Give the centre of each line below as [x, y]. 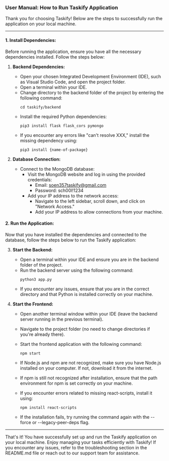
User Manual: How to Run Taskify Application [62, 8]
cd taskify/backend [40, 107]
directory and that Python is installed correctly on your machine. [87, 294]
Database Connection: [36, 159]
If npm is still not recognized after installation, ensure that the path [89, 378]
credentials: [40, 180]
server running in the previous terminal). [62, 319]
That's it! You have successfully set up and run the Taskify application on [81, 437]
